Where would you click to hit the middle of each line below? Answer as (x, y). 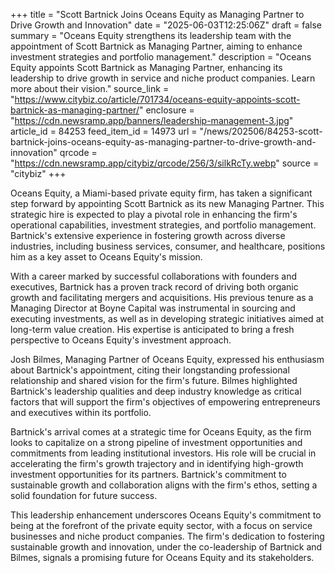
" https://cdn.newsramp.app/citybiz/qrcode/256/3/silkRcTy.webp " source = (165, 163)
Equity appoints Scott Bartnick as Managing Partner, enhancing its (146, 67)
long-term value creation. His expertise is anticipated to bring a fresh (152, 329)
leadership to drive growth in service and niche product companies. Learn (163, 78)
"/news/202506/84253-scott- (261, 131)
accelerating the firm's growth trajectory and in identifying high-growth (157, 463)
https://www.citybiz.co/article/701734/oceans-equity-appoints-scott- (157, 99)
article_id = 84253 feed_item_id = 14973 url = (104, 131)
